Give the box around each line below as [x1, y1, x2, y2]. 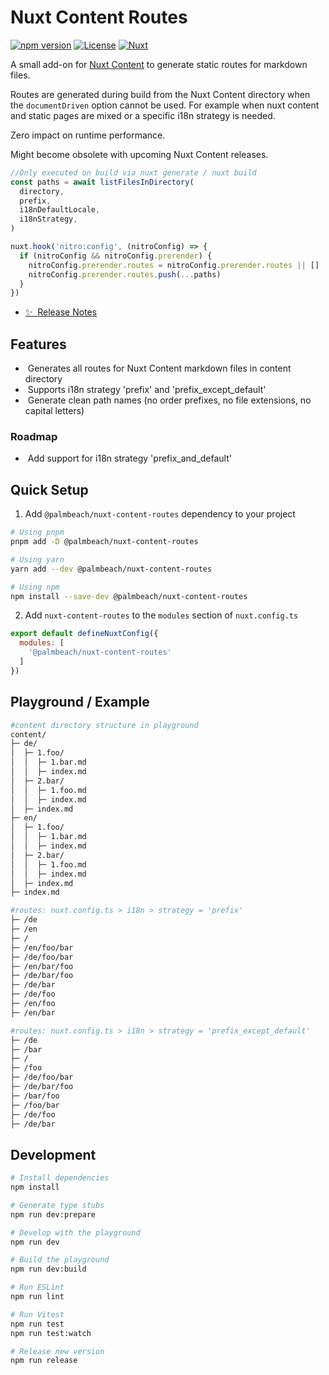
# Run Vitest [10, 1309, 65, 1320]
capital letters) [24, 405, 85, 417]
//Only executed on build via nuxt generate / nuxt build [10, 167, 257, 178]
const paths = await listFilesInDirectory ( [10, 177, 195, 187]
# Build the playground [10, 1255, 110, 1265]
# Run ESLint [10, 1282, 65, 1293]
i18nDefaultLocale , [19, 205, 101, 215]
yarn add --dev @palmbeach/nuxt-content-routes [10, 564, 213, 574]
